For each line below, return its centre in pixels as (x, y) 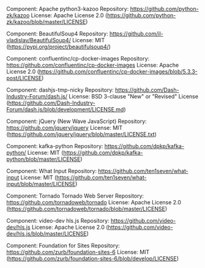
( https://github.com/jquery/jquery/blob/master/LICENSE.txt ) (82, 134)
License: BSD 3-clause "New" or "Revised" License (133, 96)
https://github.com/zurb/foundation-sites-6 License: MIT (78, 252)
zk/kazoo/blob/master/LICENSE (46, 22)
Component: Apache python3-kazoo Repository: (68, 9)
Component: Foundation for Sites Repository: (63, 245)
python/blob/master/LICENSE (43, 159)
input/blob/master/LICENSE (41, 184)
